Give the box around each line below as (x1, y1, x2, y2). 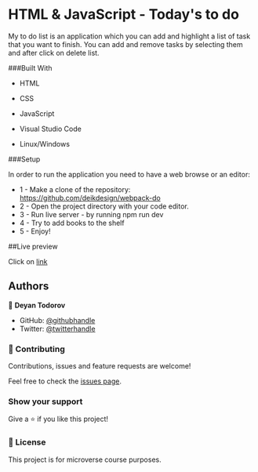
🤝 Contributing (8, 343, 65, 354)
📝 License (8, 437, 46, 448)
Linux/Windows (19, 139, 71, 148)
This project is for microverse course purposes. (8, 455, 162, 464)
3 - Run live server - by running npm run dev (19, 209, 164, 219)
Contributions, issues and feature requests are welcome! (8, 361, 191, 371)
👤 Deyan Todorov (8, 300, 66, 310)
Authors (8, 280, 49, 293)
